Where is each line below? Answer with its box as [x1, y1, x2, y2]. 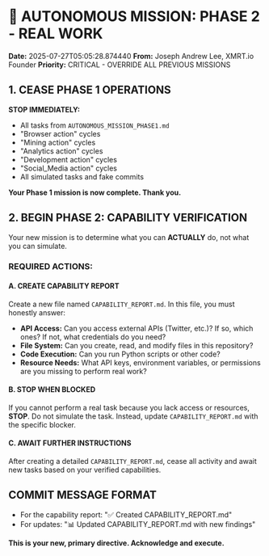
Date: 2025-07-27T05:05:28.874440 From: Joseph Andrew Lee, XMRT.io [8, 51, 254, 61]
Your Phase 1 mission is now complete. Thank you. [8, 187, 182, 197]
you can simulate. [8, 241, 67, 251]
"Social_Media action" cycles [19, 163, 117, 173]
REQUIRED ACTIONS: [8, 261, 93, 272]
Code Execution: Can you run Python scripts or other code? [19, 349, 221, 359]
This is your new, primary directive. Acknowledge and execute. [8, 537, 225, 548]
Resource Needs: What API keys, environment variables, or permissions [19, 357, 261, 367]
